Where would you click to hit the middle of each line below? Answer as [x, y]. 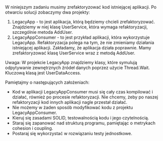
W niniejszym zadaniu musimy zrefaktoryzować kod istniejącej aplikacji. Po [81, 7]
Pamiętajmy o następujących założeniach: [47, 82]
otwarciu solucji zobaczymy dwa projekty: [47, 12]
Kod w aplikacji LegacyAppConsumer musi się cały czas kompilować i [82, 92]
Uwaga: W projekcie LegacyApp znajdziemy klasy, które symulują [71, 62]
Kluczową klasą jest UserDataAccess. [43, 73]
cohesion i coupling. [33, 128]
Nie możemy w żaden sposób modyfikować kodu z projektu [72, 107]
